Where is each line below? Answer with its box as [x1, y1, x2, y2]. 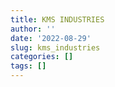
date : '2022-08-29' [10, 33, 92, 43]
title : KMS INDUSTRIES [10, 14, 105, 25]
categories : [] [10, 52, 74, 62]
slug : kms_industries [10, 42, 101, 53]
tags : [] [10, 61, 47, 71]
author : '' [10, 24, 56, 34]
